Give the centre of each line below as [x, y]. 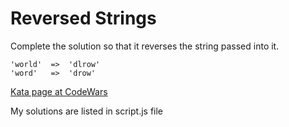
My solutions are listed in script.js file [87, 111]
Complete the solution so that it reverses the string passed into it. [145, 46]
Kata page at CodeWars [59, 91]
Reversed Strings [83, 18]
